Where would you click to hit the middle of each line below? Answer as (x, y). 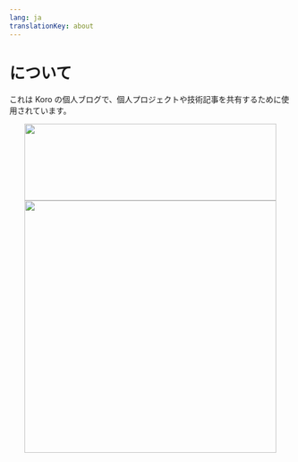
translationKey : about (51, 26)
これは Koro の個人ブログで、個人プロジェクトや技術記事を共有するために (145, 100)
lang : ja (26, 17)
